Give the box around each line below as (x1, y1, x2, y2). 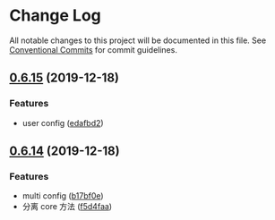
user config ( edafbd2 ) (21, 117, 105, 128)
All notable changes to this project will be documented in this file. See (9, 35, 267, 46)
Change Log (9, 5, 101, 26)
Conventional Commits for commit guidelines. (9, 44, 177, 55)
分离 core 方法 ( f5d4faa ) (21, 201, 113, 212)
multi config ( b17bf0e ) (21, 190, 105, 201)
